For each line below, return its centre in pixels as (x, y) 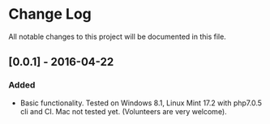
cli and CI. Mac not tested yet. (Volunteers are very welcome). (123, 111)
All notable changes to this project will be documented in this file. (118, 36)
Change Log (50, 14)
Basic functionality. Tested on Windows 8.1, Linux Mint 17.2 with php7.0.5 (141, 103)
